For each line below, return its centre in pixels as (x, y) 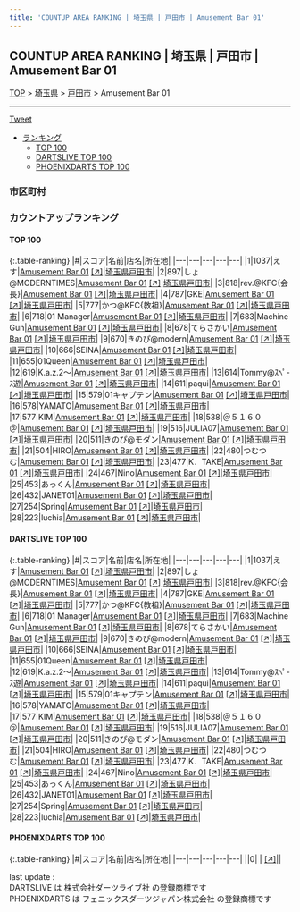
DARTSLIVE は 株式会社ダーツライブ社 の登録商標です (108, 887)
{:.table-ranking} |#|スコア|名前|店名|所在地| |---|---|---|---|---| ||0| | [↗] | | (146, 858)
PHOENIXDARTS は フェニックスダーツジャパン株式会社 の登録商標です (141, 899)
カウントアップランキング (64, 218)
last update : (32, 876)
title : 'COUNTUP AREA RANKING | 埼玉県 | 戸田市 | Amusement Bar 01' (137, 17)
